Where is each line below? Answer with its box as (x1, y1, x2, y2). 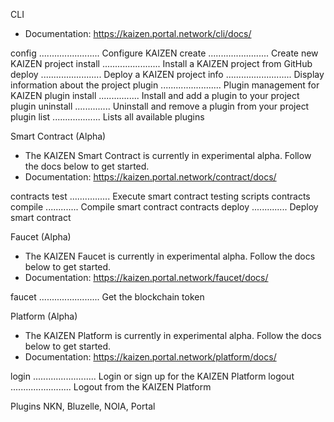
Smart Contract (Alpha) (10, 130, 107, 142)
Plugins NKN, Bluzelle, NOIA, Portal (10, 400, 156, 412)
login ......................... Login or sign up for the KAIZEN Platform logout (10, 370, 295, 382)
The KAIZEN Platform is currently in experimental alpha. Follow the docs (24, 330, 322, 341)
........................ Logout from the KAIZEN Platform (10, 381, 212, 393)
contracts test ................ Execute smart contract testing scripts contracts (10, 190, 311, 202)
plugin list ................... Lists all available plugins (10, 111, 205, 123)
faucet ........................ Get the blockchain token (10, 291, 205, 303)
